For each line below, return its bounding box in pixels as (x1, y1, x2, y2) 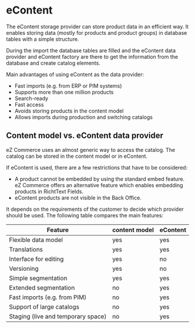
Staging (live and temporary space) (9, 312, 107, 320)
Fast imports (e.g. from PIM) (9, 293, 87, 301)
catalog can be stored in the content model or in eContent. (6, 153, 148, 160)
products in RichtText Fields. (14, 188, 84, 195)
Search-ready (14, 95, 49, 102)
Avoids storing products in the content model (14, 107, 124, 114)
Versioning (9, 264, 39, 273)
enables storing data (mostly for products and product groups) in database (6, 29, 187, 36)
